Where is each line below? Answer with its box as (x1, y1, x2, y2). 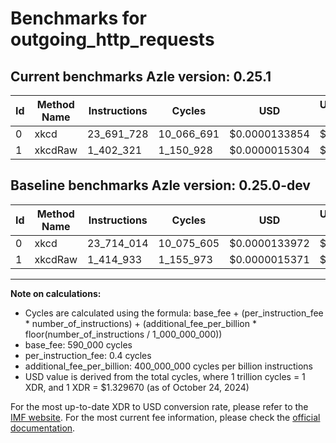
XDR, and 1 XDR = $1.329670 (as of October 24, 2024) (24, 381, 250, 393)
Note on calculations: (10, 287, 102, 299)
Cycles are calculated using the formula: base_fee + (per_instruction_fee (24, 307, 324, 319)
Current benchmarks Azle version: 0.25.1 (10, 68, 272, 85)
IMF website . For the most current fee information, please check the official (10, 411, 321, 423)
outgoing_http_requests (10, 28, 215, 51)
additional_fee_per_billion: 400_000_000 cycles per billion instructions (24, 360, 313, 372)
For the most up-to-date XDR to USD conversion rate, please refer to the (10, 400, 309, 412)
